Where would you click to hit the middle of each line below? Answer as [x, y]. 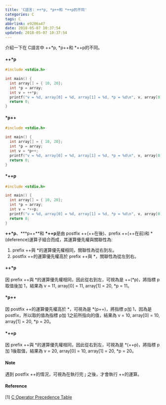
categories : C [20, 14]
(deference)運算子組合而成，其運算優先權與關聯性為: [59, 239]
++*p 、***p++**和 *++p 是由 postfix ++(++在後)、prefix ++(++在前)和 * [79, 233]
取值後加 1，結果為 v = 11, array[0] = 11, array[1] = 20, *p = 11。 [68, 285]
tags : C [13, 19]
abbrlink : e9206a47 [25, 24]
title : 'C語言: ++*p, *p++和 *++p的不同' [46, 10]
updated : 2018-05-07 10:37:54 [36, 33]
